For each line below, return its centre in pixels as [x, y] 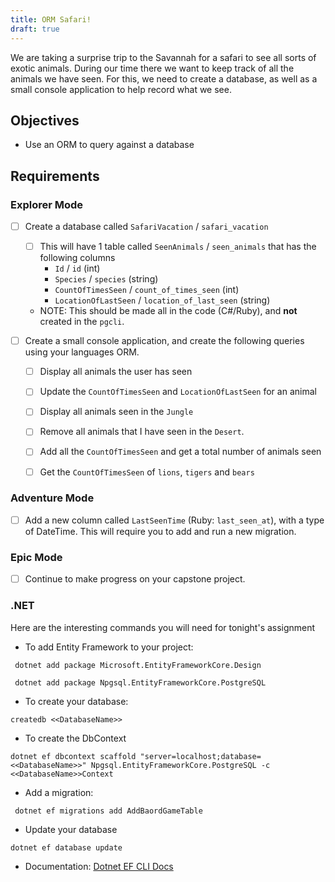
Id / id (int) [77, 268]
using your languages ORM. [82, 352]
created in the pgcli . [82, 322]
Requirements [55, 176]
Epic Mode [36, 557]
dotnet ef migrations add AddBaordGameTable [108, 811]
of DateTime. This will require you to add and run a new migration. [160, 531]
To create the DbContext [75, 738]
